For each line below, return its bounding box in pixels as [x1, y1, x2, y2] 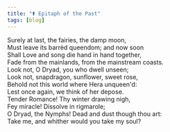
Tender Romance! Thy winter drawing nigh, [7, 94, 130, 103]
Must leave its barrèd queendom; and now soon [7, 43, 144, 51]
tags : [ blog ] [7, 17, 45, 24]
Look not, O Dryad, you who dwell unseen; [7, 65, 129, 74]
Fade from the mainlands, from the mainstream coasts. [7, 58, 164, 66]
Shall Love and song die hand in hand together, [7, 50, 142, 59]
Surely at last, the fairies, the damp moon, [7, 35, 127, 44]
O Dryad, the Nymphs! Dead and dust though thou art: [7, 109, 162, 118]
